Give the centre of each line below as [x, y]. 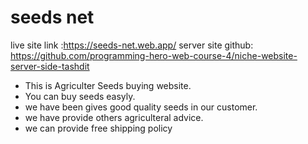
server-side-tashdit [50, 66]
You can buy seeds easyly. [80, 96]
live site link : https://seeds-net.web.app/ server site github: [132, 45]
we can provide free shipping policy [98, 128]
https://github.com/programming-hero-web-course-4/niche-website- [154, 55]
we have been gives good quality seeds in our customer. [141, 107]
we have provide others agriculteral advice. [114, 117]
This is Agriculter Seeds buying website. [108, 85]
